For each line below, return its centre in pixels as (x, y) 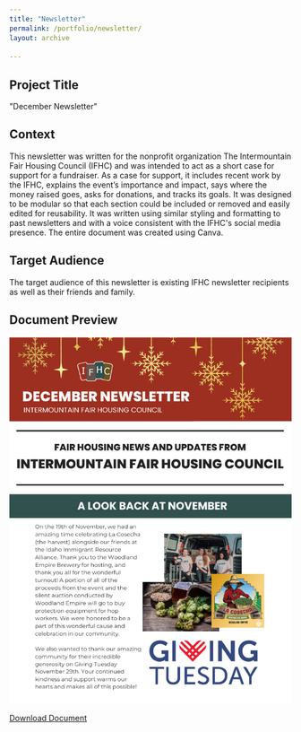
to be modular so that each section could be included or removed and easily (150, 204)
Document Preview (64, 320)
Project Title (44, 85)
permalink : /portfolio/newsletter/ (76, 28)
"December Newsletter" (53, 107)
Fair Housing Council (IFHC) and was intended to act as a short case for (142, 165)
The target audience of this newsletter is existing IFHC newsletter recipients (149, 282)
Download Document (48, 718)
